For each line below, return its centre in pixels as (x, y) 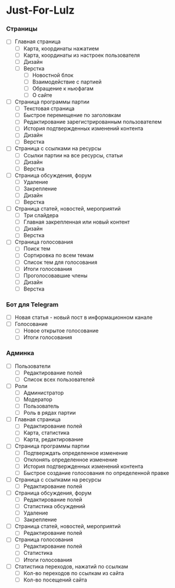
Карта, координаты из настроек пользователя (82, 55)
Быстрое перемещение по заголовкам (72, 115)
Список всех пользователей (59, 379)
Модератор (38, 399)
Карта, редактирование (53, 440)
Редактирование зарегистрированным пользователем (93, 122)
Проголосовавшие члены (55, 275)
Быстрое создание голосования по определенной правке (96, 473)
